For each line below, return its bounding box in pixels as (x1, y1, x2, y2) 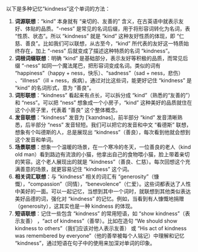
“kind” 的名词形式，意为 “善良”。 (14, 85, 95, 91)
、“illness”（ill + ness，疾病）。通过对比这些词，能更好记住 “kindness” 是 (14, 77, 192, 84)
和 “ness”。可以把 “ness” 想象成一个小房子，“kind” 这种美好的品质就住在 (14, 99, 192, 106)
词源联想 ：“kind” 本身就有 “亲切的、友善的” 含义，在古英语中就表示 (14, 18, 179, 25)
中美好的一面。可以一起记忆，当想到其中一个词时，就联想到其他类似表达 (14, 188, 191, 195)
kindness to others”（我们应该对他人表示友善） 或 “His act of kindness (14, 225, 187, 232)
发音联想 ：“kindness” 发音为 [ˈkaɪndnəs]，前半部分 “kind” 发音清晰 (14, 114, 177, 121)
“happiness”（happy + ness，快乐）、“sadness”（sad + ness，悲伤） (14, 70, 184, 76)
